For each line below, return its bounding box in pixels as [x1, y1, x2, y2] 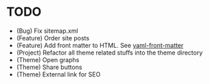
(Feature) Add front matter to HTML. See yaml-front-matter [16, 41, 184, 49]
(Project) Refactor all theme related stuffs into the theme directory [16, 48, 203, 57]
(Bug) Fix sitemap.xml [16, 27, 78, 35]
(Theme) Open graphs [16, 55, 80, 64]
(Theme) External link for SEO [16, 70, 101, 79]
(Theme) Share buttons [16, 63, 83, 71]
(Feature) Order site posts [16, 33, 90, 42]
